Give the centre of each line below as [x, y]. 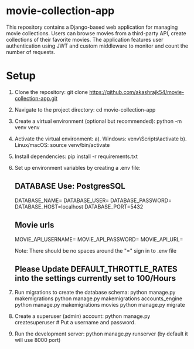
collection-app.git [36, 98]
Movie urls [34, 225]
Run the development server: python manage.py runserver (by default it [101, 334]
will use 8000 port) [38, 340]
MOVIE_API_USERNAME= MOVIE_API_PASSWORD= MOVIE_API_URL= [99, 239]
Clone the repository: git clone [51, 92]
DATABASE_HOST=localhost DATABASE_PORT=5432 [79, 206]
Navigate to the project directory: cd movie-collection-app [85, 109]
